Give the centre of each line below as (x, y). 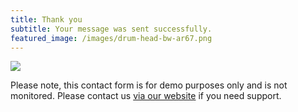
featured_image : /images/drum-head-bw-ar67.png (111, 38)
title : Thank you (46, 19)
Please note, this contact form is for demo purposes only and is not (149, 85)
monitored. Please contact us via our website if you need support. (146, 96)
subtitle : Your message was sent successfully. (111, 29)
